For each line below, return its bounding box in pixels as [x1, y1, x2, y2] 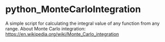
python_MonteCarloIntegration [5, 4, 141, 15]
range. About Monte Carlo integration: [5, 25, 86, 31]
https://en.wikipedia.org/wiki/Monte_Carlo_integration [5, 31, 119, 37]
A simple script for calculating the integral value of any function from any [5, 20, 160, 26]
